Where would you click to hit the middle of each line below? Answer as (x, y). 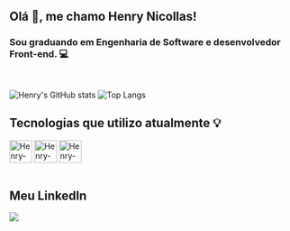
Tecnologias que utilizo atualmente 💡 (115, 123)
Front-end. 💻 (39, 54)
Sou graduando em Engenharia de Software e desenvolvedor (145, 42)
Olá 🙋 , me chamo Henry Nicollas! (103, 17)
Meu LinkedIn (48, 195)
